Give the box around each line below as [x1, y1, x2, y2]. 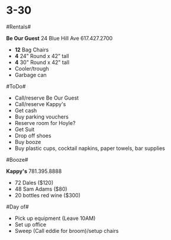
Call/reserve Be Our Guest [14, 94, 79, 101]
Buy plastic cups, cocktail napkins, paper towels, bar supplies [14, 145, 166, 152]
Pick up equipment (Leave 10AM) [14, 215, 96, 222]
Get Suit [14, 126, 35, 133]
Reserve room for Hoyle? [14, 119, 76, 126]
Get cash [14, 107, 37, 114]
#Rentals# [6, 23, 31, 30]
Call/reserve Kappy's [14, 100, 66, 107]
